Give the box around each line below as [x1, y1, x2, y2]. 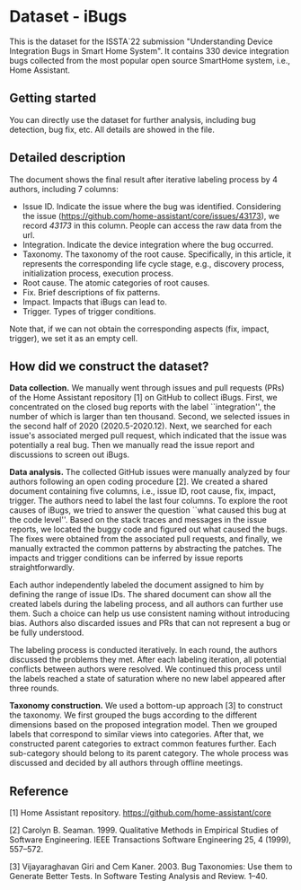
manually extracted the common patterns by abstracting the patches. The [9, 543, 282, 554]
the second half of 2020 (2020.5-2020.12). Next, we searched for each [9, 420, 272, 432]
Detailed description [9, 150, 126, 165]
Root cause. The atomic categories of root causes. [22, 277, 210, 288]
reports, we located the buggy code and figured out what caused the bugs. [9, 524, 288, 535]
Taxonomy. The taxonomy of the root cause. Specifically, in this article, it [22, 249, 292, 260]
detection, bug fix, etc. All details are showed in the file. [9, 124, 216, 135]
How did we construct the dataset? [9, 358, 209, 374]
